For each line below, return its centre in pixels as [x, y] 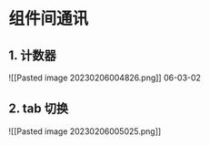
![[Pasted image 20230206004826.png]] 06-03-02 [105, 78]
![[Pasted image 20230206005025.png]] [85, 131]
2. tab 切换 [39, 109]
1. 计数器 [32, 55]
